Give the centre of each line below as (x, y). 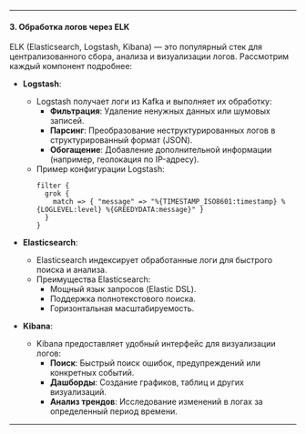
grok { (57, 194)
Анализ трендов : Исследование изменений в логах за (156, 402)
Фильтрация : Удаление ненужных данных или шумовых (160, 111)
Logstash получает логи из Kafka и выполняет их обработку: (154, 102)
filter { (53, 186)
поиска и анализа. (71, 270)
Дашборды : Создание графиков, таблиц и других (147, 382)
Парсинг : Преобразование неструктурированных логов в (163, 131)
